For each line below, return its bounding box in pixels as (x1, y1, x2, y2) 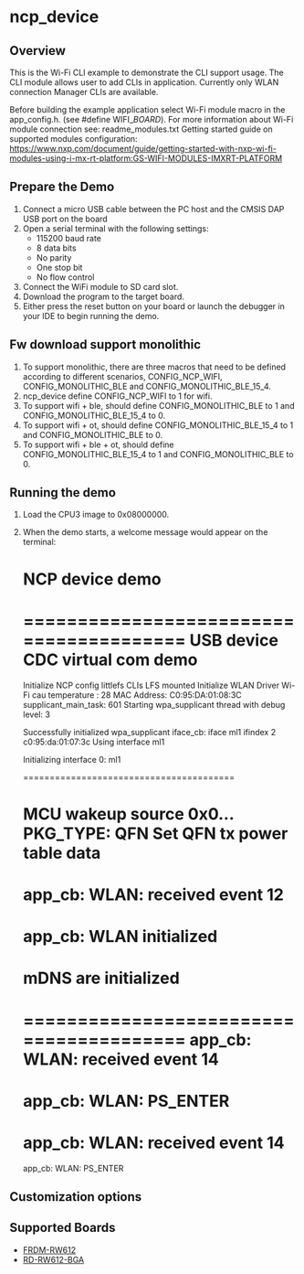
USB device (189, 629, 278, 650)
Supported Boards (9, 1220, 116, 1236)
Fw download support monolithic (9, 337, 202, 353)
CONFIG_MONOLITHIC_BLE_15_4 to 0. (22, 410, 166, 421)
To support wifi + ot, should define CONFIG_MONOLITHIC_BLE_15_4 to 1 (22, 419, 294, 431)
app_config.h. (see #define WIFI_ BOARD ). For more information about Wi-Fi (9, 114, 294, 124)
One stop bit (36, 262, 83, 273)
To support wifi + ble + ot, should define (22, 439, 175, 450)
